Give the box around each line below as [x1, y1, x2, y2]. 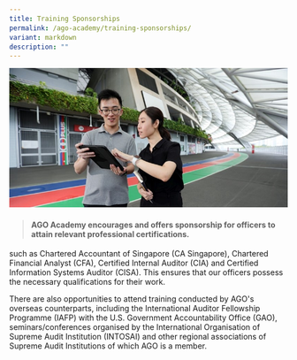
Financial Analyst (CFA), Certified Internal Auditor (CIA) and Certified [9, 257, 259, 269]
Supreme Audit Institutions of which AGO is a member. [9, 341, 208, 351]
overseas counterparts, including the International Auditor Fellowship [9, 303, 261, 314]
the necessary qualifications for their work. [9, 277, 166, 287]
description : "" [9, 42, 69, 51]
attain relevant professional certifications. [30, 228, 190, 239]
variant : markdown [9, 33, 77, 42]
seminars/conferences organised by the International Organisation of [9, 322, 261, 333]
